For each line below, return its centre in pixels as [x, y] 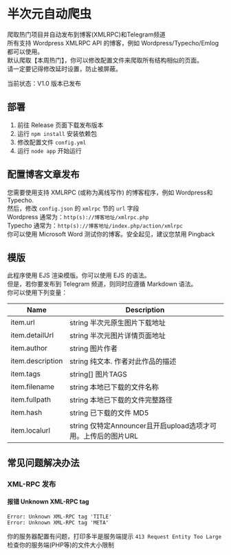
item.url [23, 322]
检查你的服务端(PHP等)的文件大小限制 [61, 545]
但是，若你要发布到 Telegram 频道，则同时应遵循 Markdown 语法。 [102, 284]
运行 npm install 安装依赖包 [57, 133]
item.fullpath [31, 400]
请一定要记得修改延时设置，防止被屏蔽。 [64, 69]
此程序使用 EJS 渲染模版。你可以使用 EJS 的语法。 [79, 275]
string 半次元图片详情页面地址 [118, 336]
